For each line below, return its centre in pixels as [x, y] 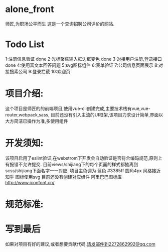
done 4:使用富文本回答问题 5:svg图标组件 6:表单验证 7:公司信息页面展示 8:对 [84, 65]
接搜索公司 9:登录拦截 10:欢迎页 [38, 71]
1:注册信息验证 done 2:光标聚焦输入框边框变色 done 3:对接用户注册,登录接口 [83, 59]
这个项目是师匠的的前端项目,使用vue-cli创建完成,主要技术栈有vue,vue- [78, 108]
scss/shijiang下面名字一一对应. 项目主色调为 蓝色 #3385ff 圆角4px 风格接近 [83, 170]
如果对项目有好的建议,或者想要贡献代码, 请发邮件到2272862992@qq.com [80, 244]
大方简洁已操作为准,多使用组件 [37, 121]
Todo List [25, 44]
